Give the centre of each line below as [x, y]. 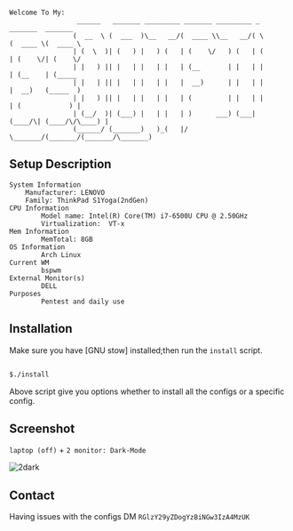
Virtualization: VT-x [83, 223]
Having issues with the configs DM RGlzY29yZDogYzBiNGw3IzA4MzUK [130, 517]
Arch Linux [61, 254]
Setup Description [60, 164]
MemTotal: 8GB [67, 239]
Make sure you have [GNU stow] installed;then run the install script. [136, 350]
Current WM [29, 262]
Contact [32, 495]
